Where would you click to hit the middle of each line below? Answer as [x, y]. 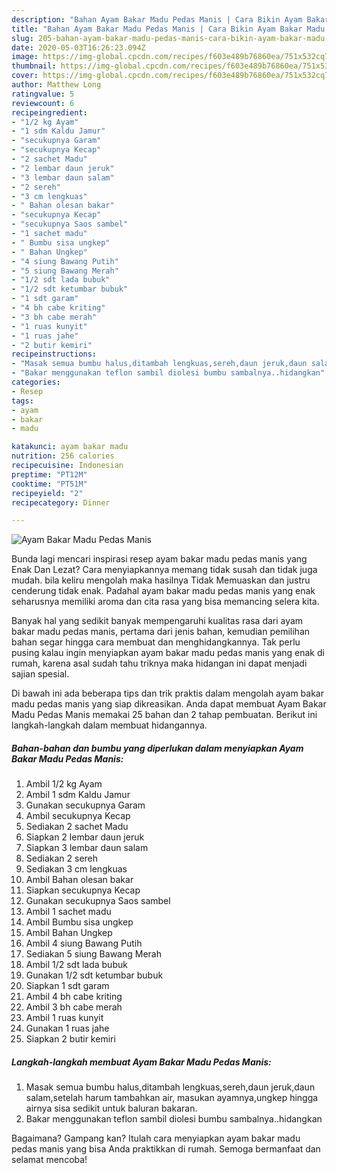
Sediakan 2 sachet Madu [77, 827]
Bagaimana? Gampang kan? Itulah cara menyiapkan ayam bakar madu [156, 1138]
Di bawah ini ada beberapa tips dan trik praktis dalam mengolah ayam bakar [168, 693]
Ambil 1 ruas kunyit [64, 1018]
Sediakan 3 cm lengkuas [76, 869]
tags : [22, 401]
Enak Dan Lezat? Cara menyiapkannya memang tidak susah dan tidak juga [164, 570]
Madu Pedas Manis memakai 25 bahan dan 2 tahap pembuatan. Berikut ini [164, 715]
